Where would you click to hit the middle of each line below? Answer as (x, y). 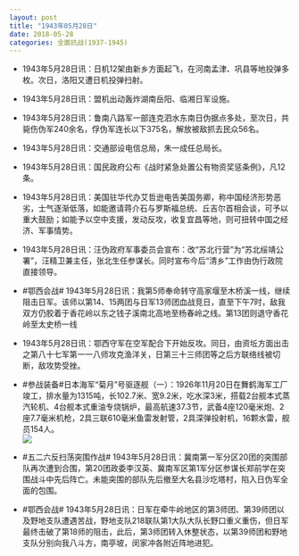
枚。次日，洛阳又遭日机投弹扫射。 (85, 80)
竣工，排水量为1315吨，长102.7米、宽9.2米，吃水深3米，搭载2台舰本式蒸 (156, 396)
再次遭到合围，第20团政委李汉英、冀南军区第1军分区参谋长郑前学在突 (158, 469)
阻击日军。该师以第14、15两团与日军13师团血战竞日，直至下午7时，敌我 (154, 302)
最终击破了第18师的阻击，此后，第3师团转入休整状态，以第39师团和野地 (155, 532)
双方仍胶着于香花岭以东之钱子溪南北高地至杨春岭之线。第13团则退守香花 (155, 313)
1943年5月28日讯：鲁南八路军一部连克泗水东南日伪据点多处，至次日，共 (156, 118)
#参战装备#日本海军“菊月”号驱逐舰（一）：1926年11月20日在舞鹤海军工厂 (155, 385)
